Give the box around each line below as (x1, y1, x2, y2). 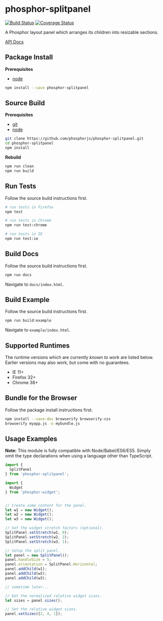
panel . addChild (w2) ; (5, 571, 48, 576)
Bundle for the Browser (5, 394, 78, 402)
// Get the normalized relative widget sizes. (5, 593, 102, 598)
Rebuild (5, 154, 21, 161)
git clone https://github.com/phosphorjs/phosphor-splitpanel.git (5, 136, 144, 141)
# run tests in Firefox (5, 204, 54, 210)
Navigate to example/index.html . (5, 327, 71, 333)
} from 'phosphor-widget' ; (5, 490, 60, 494)
